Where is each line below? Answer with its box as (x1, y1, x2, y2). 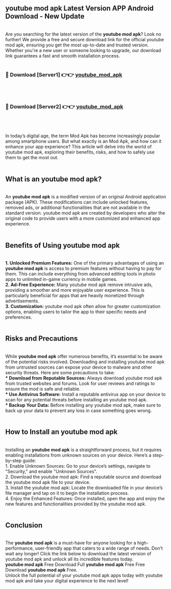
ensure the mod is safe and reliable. (5, 386, 81, 392)
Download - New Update (5, 12, 85, 21)
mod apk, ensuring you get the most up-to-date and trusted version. (5, 42, 149, 48)
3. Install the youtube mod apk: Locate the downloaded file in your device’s (5, 484, 163, 491)
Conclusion (5, 521, 43, 530)
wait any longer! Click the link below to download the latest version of (5, 551, 152, 557)
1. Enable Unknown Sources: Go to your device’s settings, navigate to (5, 463, 151, 469)
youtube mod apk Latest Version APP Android (5, 4, 154, 13)
